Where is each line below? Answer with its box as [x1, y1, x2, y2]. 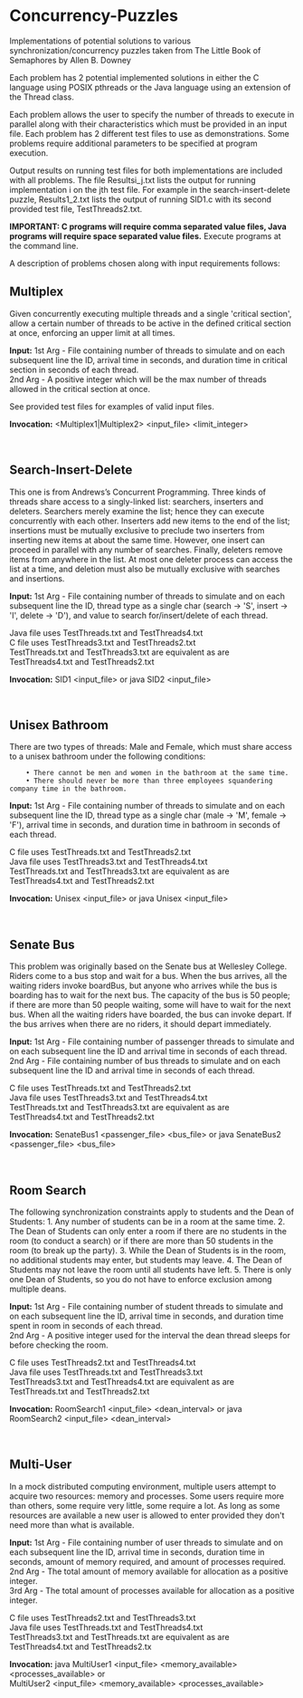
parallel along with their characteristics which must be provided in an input [9, 119, 288, 130]
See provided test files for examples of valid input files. [9, 400, 214, 412]
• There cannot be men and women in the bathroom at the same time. [25, 769, 289, 778]
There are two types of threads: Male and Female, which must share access [9, 742, 292, 753]
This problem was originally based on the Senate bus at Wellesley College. [9, 961, 288, 972]
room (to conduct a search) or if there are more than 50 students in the [9, 1235, 274, 1246]
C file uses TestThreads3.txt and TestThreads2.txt [9, 637, 196, 648]
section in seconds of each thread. [9, 364, 139, 375]
